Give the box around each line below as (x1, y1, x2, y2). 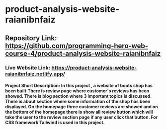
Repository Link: (5, 34, 57, 42)
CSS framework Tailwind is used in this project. (5, 120, 105, 126)
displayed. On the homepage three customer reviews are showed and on (5, 104, 158, 110)
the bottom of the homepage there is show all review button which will (5, 109, 153, 115)
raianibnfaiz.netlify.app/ (5, 70, 66, 77)
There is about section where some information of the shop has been (5, 98, 151, 105)
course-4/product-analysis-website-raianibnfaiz (5, 49, 161, 58)
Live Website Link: (5, 64, 51, 71)
